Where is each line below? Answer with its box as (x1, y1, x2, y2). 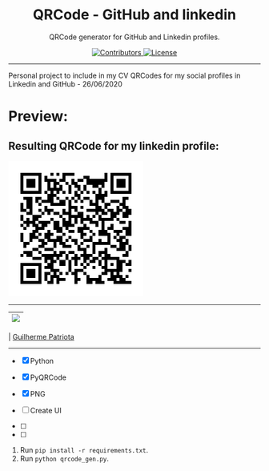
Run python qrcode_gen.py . (19, 453, 110, 463)
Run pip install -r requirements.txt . (19, 445, 149, 454)
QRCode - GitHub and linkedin (33, 6, 236, 24)
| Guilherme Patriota (8, 332, 74, 341)
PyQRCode (30, 372, 66, 382)
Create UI (30, 405, 62, 415)
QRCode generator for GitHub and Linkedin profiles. (49, 32, 220, 42)
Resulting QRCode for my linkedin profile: (8, 139, 219, 153)
